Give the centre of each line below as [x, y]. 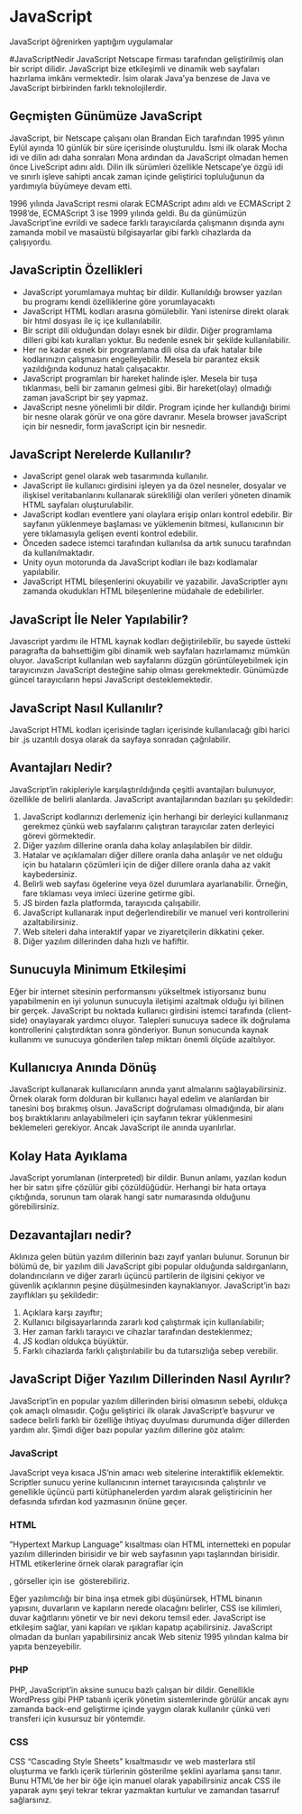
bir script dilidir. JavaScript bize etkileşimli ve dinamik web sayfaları [134, 69]
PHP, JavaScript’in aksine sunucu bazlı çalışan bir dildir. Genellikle [132, 1689]
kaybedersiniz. [50, 874]
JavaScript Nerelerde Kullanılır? [101, 454]
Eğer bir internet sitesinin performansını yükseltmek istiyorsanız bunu [138, 991]
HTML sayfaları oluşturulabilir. [78, 505]
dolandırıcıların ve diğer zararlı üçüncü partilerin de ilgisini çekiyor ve [137, 1276]
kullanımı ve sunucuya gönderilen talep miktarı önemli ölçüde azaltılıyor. [143, 1039]
